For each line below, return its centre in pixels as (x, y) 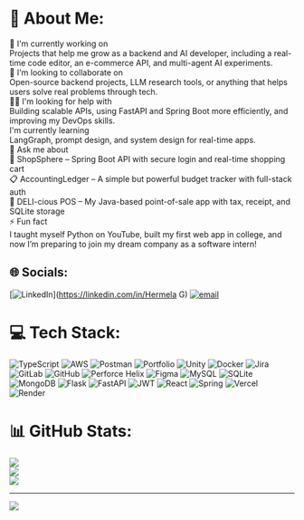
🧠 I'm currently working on (59, 43)
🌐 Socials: (39, 272)
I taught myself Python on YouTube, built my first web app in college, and (146, 234)
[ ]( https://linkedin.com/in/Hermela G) (99, 294)
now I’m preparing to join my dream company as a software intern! (133, 244)
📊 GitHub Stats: (71, 431)
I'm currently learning (49, 130)
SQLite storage (37, 211)
